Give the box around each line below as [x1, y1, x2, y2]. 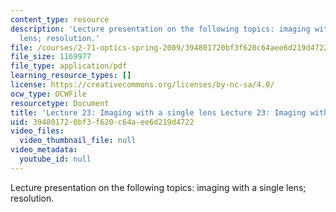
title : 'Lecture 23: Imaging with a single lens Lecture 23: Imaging [10, 107, 307, 118]
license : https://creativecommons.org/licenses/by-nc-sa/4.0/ [10, 80, 275, 90]
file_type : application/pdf [10, 61, 128, 71]
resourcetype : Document [10, 98, 110, 108]
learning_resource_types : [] [10, 71, 132, 81]
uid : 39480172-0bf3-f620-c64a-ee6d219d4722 [10, 117, 195, 127]
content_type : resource [10, 14, 110, 25]
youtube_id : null [19, 154, 92, 164]
